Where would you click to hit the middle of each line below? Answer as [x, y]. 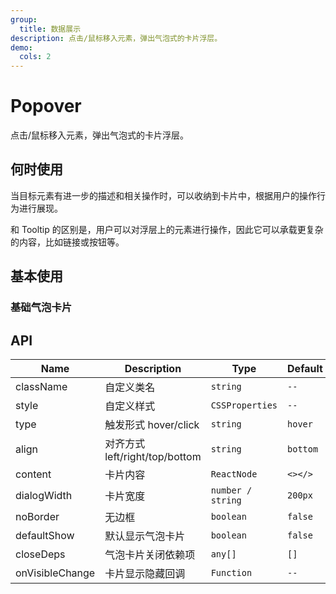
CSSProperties [244, 405]
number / [231, 490]
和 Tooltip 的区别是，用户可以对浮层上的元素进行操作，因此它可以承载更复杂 [167, 229]
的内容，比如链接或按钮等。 [67, 242]
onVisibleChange [55, 573]
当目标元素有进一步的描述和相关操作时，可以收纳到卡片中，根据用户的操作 [163, 195]
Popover [46, 106]
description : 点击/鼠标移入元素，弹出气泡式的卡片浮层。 [116, 38]
